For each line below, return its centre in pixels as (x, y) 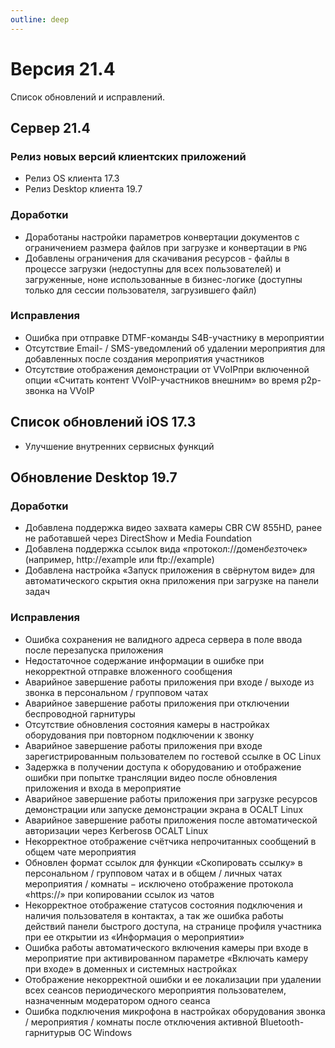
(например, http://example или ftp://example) (119, 560)
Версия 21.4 (63, 68)
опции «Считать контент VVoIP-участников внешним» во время (161, 380)
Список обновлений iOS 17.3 (103, 422)
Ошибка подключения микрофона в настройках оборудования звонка (175, 1011)
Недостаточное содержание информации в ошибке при (144, 660)
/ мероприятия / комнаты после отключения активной (141, 1022)
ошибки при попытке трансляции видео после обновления (151, 777)
